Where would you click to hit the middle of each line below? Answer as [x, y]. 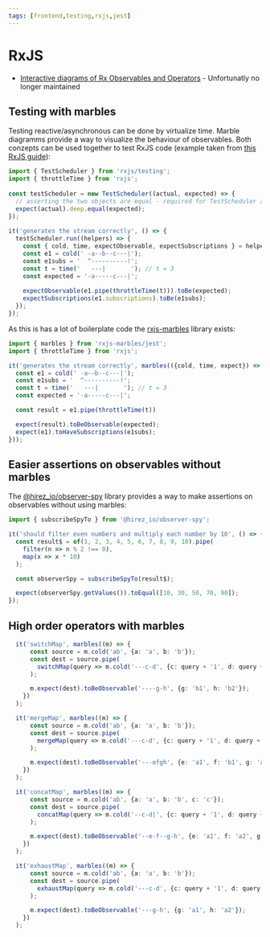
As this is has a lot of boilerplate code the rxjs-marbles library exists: [122, 329]
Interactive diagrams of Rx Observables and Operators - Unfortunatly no [139, 78]
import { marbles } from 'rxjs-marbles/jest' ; [88, 343]
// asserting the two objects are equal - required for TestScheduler [136, 201]
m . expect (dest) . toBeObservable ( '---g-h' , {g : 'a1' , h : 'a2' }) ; [138, 910]
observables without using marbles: [67, 505]
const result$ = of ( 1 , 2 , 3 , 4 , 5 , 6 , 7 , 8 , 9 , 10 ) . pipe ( [115, 542]
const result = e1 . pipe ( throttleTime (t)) [86, 410]
